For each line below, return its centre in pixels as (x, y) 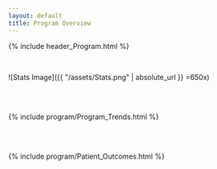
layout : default (35, 16)
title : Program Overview (50, 23)
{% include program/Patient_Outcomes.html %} (87, 156)
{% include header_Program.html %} (69, 46)
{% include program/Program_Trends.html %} (84, 116)
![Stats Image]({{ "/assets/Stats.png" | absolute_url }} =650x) (109, 77)
